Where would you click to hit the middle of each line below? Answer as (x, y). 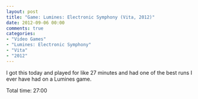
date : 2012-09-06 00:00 (36, 23)
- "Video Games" (26, 39)
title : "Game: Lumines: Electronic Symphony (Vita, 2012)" (81, 17)
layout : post (22, 12)
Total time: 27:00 (27, 90)
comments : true (25, 28)
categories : (21, 34)
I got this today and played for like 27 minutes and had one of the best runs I (99, 72)
